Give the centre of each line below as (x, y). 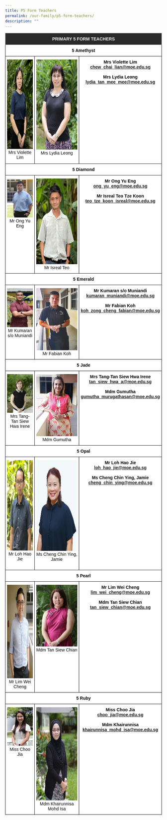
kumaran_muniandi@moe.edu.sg (121, 296)
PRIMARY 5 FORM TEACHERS (83, 39)
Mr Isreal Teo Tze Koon (120, 196)
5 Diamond (83, 170)
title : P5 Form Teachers (31, 10)
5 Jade (83, 365)
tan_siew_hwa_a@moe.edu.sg (121, 382)
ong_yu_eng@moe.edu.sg (120, 186)
